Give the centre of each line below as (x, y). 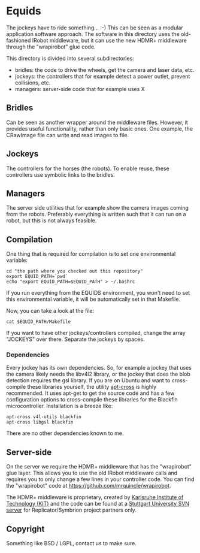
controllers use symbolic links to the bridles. (60, 174)
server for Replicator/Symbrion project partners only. (71, 510)
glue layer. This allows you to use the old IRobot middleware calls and (92, 473)
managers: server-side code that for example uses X (80, 89)
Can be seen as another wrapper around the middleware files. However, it (97, 122)
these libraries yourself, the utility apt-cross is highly (92, 387)
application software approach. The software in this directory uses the (93, 34)
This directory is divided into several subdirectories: (70, 58)
